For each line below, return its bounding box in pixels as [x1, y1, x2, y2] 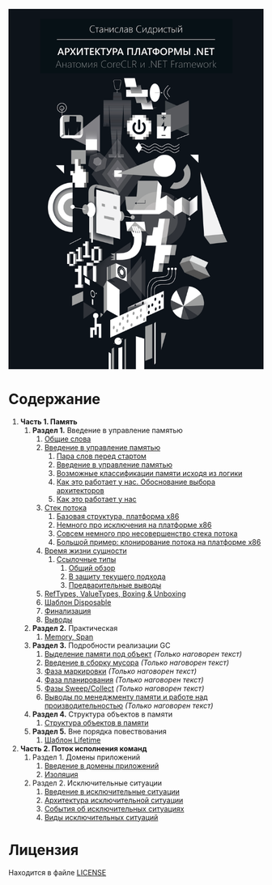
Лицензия [8, 840, 79, 859]
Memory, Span [44, 632, 94, 641]
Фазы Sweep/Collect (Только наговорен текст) [44, 683, 205, 693]
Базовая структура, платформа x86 [56, 511, 180, 521]
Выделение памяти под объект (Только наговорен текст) [44, 649, 243, 658]
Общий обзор [68, 563, 116, 572]
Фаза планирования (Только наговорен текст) [44, 674, 204, 684]
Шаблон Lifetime [44, 734, 101, 745]
